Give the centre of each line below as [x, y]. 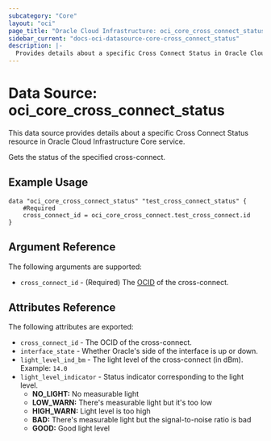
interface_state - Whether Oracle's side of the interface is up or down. [139, 351]
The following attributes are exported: [71, 327]
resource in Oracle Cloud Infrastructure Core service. [97, 141]
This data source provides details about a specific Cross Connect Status [128, 132]
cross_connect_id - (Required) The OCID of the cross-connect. [124, 282]
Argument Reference [62, 247]
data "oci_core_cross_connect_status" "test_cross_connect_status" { [128, 201]
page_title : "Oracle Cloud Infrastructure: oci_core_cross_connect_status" [138, 31]
